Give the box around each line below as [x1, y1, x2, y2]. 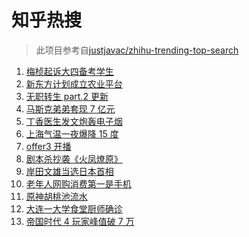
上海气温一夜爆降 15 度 [25, 127, 119, 140]
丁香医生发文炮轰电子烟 [25, 115, 123, 127]
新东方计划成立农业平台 [25, 77, 123, 90]
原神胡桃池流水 [25, 190, 88, 202]
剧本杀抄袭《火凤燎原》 [25, 152, 123, 165]
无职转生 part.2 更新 [25, 90, 109, 102]
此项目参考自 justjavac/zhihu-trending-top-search [35, 44, 239, 56]
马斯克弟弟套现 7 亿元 [25, 102, 116, 115]
